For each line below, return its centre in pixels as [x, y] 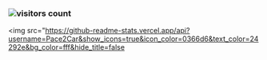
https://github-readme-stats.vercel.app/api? [118, 31]
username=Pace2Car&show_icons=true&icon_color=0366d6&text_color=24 [133, 39]
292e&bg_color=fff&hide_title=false [67, 47]
